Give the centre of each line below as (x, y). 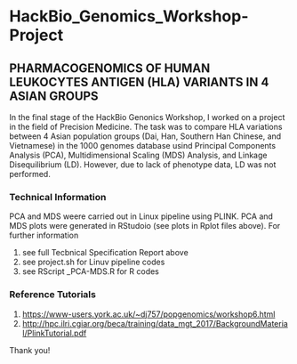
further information (44, 235)
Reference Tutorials (52, 295)
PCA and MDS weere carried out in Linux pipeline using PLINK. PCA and (141, 216)
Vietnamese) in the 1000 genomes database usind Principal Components (143, 146)
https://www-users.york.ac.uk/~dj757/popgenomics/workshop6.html (148, 314)
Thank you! (30, 350)
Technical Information (58, 197)
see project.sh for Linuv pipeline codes (93, 262)
